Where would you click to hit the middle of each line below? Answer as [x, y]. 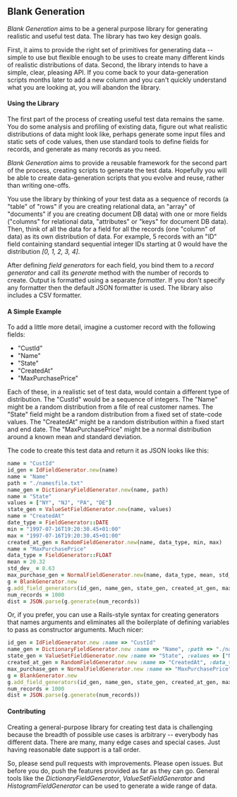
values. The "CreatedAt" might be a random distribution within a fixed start [116, 422]
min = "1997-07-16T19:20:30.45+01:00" [64, 529]
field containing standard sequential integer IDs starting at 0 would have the [117, 244]
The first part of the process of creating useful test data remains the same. [116, 119]
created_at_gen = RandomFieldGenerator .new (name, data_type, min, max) [115, 542]
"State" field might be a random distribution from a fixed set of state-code [115, 414]
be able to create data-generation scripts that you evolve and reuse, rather [116, 178]
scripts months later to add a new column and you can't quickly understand [117, 80]
